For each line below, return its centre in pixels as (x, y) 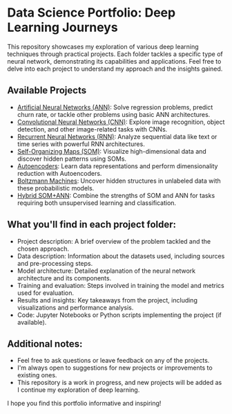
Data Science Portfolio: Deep (91, 13)
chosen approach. (43, 249)
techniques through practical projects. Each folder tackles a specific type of (115, 54)
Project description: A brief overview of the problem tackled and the (114, 241)
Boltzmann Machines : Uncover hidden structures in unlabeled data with (119, 181)
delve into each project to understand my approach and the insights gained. (115, 69)
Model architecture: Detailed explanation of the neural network (106, 271)
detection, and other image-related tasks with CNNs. (92, 129)
